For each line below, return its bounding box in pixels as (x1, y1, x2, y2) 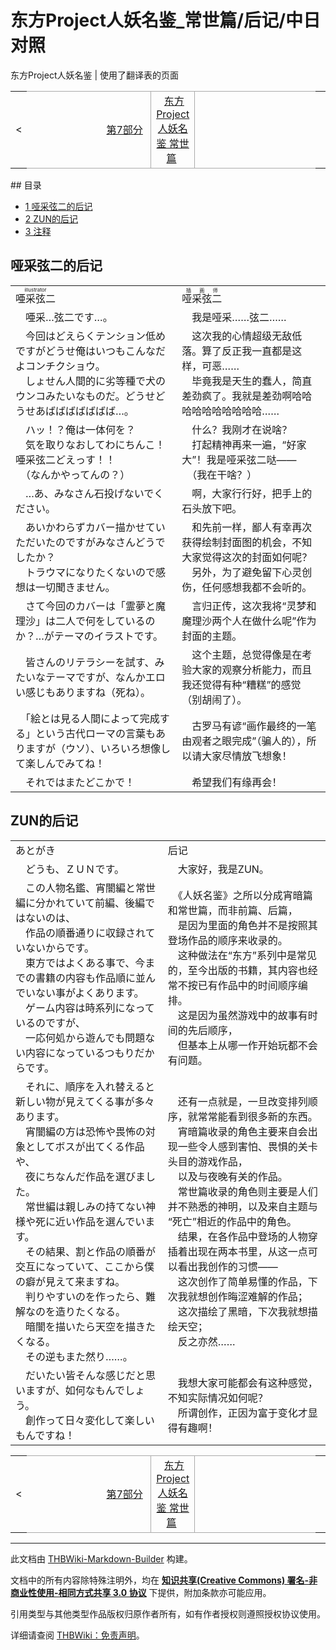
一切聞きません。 (35, 580, 116, 594)
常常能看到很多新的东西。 (197, 1109, 318, 1123)
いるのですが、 (15, 1016, 86, 1030)
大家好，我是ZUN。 (177, 862, 270, 876)
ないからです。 (25, 941, 95, 955)
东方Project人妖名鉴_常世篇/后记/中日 (10, 9, 322, 32)
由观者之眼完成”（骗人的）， (181, 734, 307, 748)
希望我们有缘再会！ (191, 775, 283, 789)
